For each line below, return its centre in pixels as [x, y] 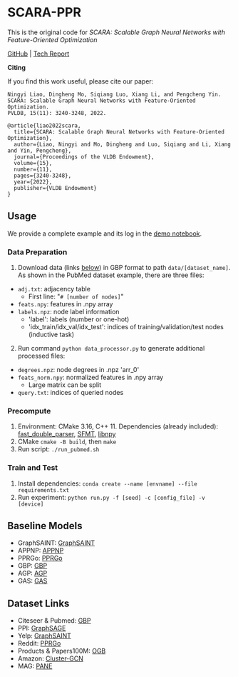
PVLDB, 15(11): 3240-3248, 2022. [57, 113]
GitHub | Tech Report [38, 54]
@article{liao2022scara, [44, 126]
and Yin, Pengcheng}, [40, 151]
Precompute [29, 411]
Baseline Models [45, 526]
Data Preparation [37, 252]
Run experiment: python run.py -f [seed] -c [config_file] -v [111, 497]
